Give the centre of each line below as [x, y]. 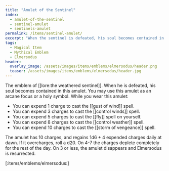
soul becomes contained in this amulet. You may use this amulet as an [78, 91]
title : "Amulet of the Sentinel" [40, 10]
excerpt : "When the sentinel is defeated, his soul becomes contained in [85, 38]
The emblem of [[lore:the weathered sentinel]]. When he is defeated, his [80, 85]
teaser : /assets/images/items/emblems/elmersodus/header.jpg [76, 71]
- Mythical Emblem [29, 52]
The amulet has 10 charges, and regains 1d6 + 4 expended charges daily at [83, 137]
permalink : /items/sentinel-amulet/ [44, 33]
